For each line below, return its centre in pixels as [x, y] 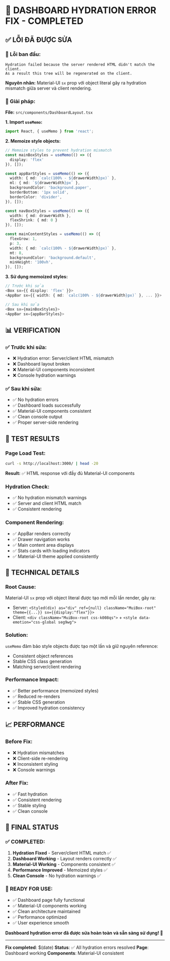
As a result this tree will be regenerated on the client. [69, 73]
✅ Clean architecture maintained [47, 911]
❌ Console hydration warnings [44, 375]
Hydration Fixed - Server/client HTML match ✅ [62, 853]
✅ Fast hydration [30, 794]
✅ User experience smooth [41, 923]
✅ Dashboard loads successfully [47, 405]
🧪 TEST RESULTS [32, 439]
